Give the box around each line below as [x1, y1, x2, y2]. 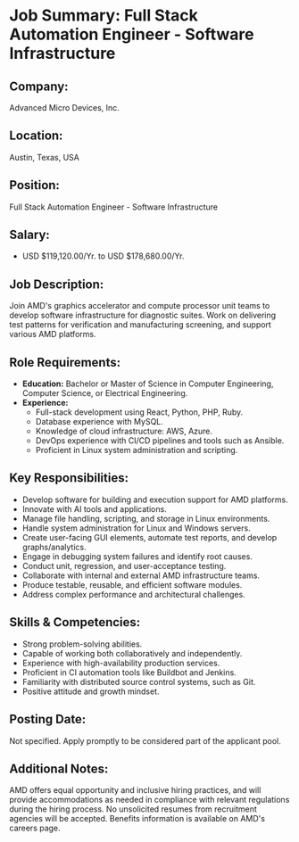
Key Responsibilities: [9, 470, 129, 486]
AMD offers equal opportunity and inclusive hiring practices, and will [9, 785, 262, 796]
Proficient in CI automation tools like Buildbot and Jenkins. [21, 666, 237, 678]
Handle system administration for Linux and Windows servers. [21, 523, 252, 533]
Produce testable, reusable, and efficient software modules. [21, 579, 243, 590]
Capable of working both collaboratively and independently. [21, 648, 243, 658]
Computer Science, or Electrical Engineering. [21, 388, 188, 399]
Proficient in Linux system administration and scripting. [35, 445, 238, 456]
